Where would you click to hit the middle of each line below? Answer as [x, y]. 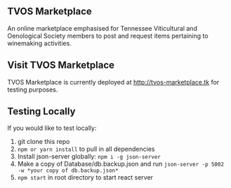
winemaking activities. [39, 43]
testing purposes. [33, 89]
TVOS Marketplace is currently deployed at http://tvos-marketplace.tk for [113, 82]
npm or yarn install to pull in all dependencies [86, 149]
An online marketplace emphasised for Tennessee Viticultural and [103, 28]
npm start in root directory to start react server [85, 178]
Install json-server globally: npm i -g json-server [89, 157]
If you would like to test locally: [52, 128]
